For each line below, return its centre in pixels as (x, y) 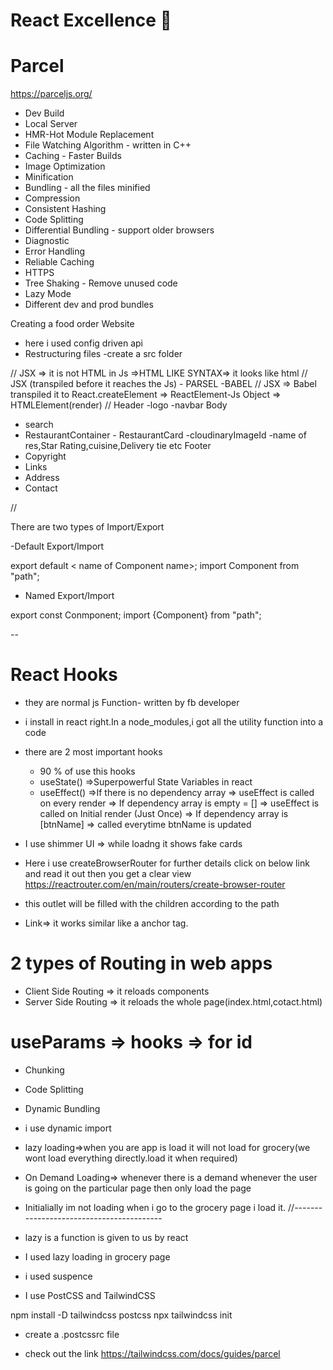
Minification (49, 177)
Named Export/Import (69, 596)
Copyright (45, 456)
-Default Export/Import (57, 546)
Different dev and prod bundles (89, 305)
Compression (52, 198)
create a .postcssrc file (72, 1334)
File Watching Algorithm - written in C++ (108, 145)
